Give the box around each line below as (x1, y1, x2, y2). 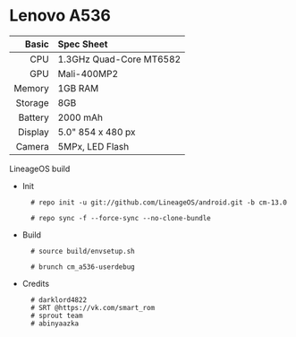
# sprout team (30, 311, 83, 320)
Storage (15, 96, 49, 108)
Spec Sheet (57, 38, 108, 50)
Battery (18, 111, 49, 124)
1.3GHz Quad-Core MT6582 (57, 53, 182, 65)
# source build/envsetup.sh (30, 246, 136, 255)
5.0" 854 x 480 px (57, 125, 136, 138)
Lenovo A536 (9, 5, 112, 26)
